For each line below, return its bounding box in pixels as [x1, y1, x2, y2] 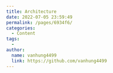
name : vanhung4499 [11, 52, 57, 58]
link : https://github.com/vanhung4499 [11, 58, 108, 64]
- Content [11, 31, 35, 36]
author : [6, 47, 25, 53]
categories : [6, 25, 35, 31]
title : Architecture [6, 8, 57, 15]
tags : [6, 36, 20, 42]
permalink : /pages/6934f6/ [6, 19, 73, 25]
